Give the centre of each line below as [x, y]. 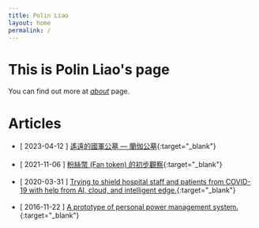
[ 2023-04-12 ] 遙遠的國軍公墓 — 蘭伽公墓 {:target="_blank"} [118, 146]
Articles [35, 123]
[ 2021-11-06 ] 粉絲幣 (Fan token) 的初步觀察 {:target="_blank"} [121, 165]
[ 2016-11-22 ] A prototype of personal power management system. [129, 207]
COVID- [238, 182]
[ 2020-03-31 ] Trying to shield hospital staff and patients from [122, 182]
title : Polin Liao [38, 15]
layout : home [30, 23]
